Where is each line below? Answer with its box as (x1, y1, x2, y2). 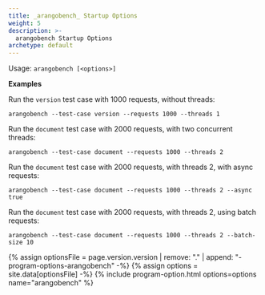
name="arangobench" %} (8, 278, 94, 288)
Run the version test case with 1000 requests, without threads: (8, 95, 215, 104)
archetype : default (8, 42, 74, 50)
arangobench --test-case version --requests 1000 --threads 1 (8, 110, 220, 119)
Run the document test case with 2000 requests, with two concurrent (8, 124, 234, 134)
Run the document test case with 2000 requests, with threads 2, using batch (8, 208, 256, 217)
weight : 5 (8, 19, 42, 27)
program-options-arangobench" (8, 261, 114, 271)
